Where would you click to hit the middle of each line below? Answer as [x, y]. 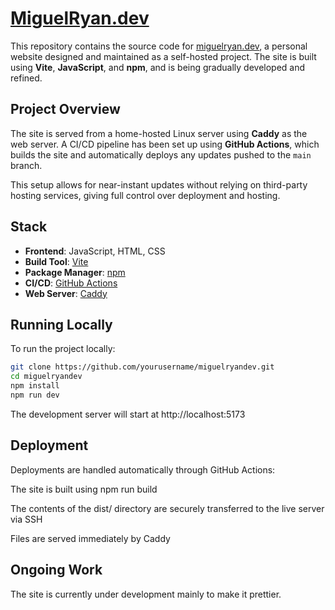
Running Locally [61, 324]
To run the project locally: [63, 349]
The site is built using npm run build [84, 489]
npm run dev [35, 395]
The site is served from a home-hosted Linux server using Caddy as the [159, 133]
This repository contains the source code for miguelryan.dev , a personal [159, 46]
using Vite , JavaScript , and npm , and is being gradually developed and [158, 67]
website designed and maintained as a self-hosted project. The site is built [163, 56]
